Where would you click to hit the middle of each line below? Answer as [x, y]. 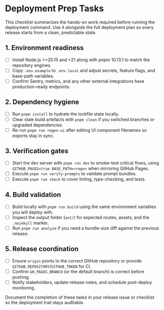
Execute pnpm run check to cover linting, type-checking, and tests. [79, 179]
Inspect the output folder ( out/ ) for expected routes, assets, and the [81, 217]
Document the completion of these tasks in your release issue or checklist [80, 297]
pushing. [21, 277]
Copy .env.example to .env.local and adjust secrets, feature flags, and [83, 70]
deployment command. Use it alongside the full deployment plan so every [80, 27]
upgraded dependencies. [38, 125]
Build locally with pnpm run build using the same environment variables [84, 207]
